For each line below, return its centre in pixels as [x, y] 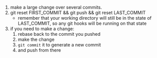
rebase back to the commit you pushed [59, 34]
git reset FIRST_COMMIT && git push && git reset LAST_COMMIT [78, 13]
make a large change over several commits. [56, 7]
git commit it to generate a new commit [59, 45]
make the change [36, 39]
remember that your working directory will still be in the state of [85, 18]
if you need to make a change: [42, 29]
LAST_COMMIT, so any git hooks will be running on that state [82, 23]
